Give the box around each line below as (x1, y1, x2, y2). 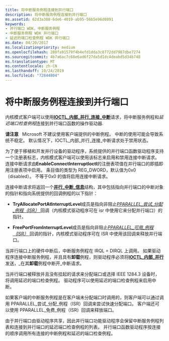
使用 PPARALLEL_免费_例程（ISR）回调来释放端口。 (9, 307, 117, 313)
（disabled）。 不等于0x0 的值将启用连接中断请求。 (5, 173, 111, 179)
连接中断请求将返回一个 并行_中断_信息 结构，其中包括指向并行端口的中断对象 (5, 184, 164, 190)
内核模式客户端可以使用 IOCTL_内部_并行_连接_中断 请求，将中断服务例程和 (5, 114, 159, 120)
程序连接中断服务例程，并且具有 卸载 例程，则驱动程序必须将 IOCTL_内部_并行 (5, 254, 164, 260)
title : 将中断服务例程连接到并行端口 (5, 7, 74, 13)
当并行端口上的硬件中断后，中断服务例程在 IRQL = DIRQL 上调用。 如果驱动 (5, 248, 161, 254)
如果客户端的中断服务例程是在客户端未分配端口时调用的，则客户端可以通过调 (5, 294, 164, 300)
